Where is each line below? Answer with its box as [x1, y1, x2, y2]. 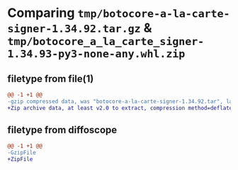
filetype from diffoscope [7, 124, 118, 136]
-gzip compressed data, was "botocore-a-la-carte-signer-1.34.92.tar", [7, 97, 223, 105]
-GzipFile [7, 150, 37, 157]
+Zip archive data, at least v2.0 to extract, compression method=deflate [7, 104, 233, 111]
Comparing [7, 5, 75, 21]
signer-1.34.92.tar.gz [7, 23, 141, 36]
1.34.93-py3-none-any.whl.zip [7, 47, 186, 61]
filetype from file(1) [7, 73, 94, 85]
